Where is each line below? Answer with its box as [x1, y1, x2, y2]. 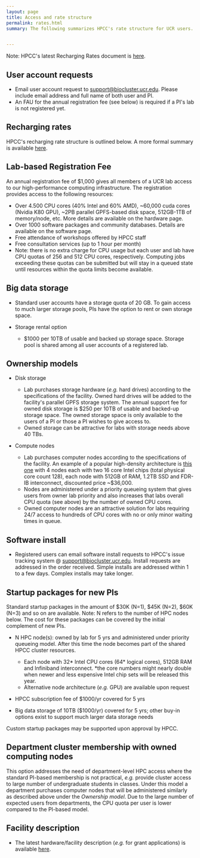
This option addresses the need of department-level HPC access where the [6, 768, 192, 775]
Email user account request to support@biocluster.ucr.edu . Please [14, 86, 178, 93]
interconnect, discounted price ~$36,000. [30, 479, 133, 487]
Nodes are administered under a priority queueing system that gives [23, 486, 192, 493]
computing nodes [6, 751, 73, 762]
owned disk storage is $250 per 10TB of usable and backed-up [23, 405, 179, 412]
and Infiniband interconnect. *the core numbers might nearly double [23, 664, 192, 672]
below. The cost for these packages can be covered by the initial [6, 615, 165, 623]
